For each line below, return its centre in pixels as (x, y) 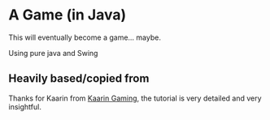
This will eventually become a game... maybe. (85, 37)
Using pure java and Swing (53, 53)
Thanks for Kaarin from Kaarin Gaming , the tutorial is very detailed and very (135, 98)
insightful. (25, 106)
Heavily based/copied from (79, 79)
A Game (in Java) (67, 15)
